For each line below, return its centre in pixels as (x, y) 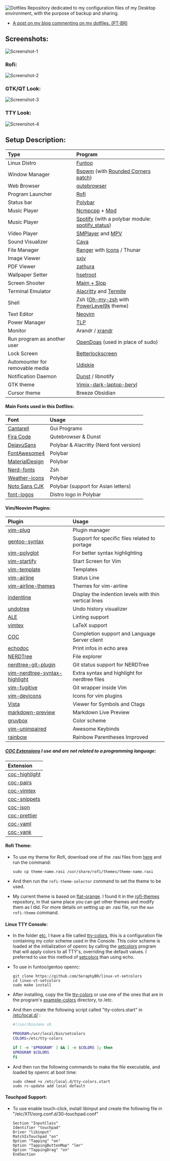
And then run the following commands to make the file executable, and (86, 1066)
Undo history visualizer (100, 609)
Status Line (86, 578)
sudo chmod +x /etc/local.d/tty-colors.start (61, 1081)
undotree (18, 609)
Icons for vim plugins (97, 696)
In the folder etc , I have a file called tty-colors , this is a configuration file (88, 935)
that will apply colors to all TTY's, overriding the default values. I (79, 952)
